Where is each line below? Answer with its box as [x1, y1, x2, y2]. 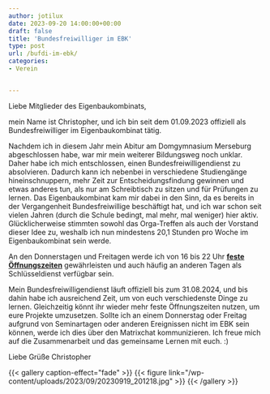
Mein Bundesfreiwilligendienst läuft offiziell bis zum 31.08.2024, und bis [8, 285, 249, 294]
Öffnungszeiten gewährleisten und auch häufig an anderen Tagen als [8, 260, 242, 270]
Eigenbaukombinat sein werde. [8, 236, 112, 246]
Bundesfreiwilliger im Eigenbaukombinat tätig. [8, 125, 162, 135]
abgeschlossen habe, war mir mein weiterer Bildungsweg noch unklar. [8, 149, 243, 159]
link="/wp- [169, 367, 205, 377]
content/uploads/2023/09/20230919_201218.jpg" [8, 376, 173, 386]
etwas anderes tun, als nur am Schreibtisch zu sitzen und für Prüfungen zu [8, 184, 259, 194]
